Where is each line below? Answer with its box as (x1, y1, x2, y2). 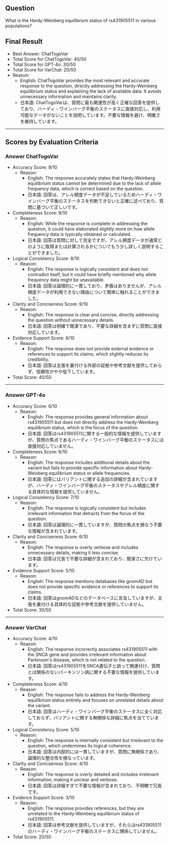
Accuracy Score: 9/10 (12, 164, 58, 171)
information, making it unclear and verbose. (27, 777, 118, 783)
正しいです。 (53, 204, 80, 210)
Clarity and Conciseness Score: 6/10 (12, 533, 89, 540)
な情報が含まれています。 (27, 528, 80, 534)
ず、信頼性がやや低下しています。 (27, 369, 98, 375)
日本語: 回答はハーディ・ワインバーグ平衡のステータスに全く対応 (27, 708, 162, 714)
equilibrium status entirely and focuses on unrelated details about (27, 697, 163, 703)
